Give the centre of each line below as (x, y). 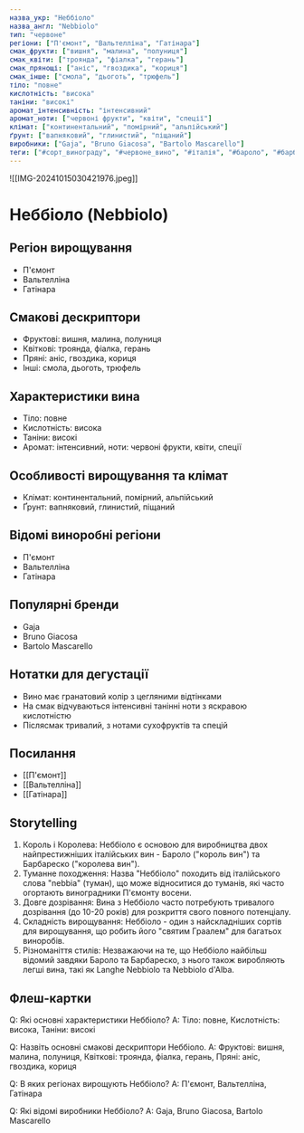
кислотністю (47, 715)
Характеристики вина (75, 396)
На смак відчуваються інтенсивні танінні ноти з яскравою (134, 706)
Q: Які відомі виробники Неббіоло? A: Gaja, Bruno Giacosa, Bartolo (137, 1110)
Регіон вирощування (71, 248)
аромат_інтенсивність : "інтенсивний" (81, 110)
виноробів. (43, 941)
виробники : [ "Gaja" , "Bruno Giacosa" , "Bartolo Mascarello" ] (127, 144)
